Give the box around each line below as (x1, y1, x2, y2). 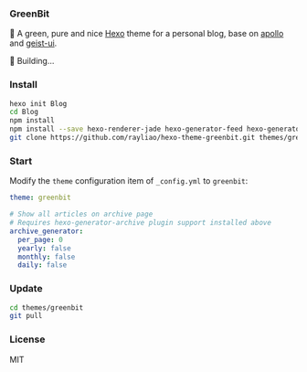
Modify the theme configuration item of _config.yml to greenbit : (9, 175, 249, 186)
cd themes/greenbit (9, 303, 84, 313)
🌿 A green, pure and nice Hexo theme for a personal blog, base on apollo (9, 28, 284, 39)
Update (9, 282, 43, 295)
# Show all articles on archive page (9, 209, 153, 219)
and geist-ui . (9, 37, 58, 48)
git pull (9, 312, 43, 321)
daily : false (17, 260, 68, 270)
